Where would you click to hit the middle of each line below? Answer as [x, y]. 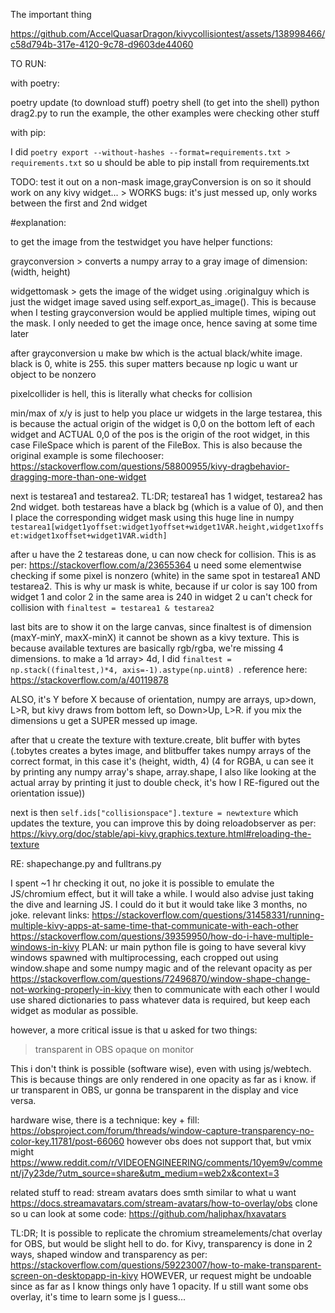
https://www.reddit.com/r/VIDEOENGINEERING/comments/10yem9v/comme [166, 1162]
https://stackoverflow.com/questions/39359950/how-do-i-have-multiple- [162, 936]
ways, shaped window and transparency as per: [109, 1254]
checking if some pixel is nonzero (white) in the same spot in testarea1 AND [165, 575]
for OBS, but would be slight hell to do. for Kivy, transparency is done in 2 [161, 1243]
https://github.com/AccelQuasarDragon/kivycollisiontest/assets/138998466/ [168, 33]
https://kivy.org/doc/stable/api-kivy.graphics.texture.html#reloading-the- [161, 833]
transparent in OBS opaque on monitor [114, 1049]
